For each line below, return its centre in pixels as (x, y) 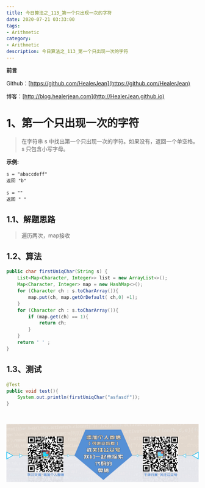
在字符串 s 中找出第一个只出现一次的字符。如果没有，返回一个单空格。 (110, 141)
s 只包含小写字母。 (45, 149)
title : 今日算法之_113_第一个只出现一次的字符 (59, 13)
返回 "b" (16, 181)
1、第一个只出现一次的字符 (73, 124)
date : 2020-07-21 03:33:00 (41, 19)
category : (19, 39)
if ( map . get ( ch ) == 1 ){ (58, 317)
